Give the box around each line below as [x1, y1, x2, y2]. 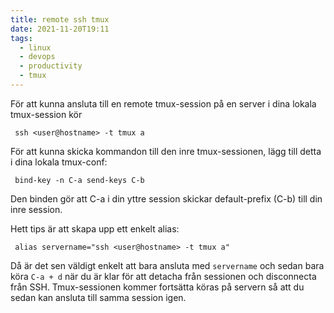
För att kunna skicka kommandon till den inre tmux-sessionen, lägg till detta [10, 145, 322, 157]
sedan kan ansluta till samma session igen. [10, 291, 187, 303]
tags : [10, 33, 33, 43]
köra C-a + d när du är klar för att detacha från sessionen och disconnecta [10, 270, 317, 282]
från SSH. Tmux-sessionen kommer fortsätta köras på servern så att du [10, 281, 305, 293]
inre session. [10, 203, 63, 215]
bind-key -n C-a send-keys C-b [14, 175, 145, 185]
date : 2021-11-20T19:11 [10, 24, 110, 34]
